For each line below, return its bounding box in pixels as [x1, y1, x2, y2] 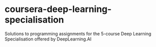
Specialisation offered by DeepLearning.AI [4, 36, 92, 42]
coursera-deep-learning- [4, 3, 112, 15]
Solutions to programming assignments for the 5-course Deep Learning [4, 30, 152, 36]
